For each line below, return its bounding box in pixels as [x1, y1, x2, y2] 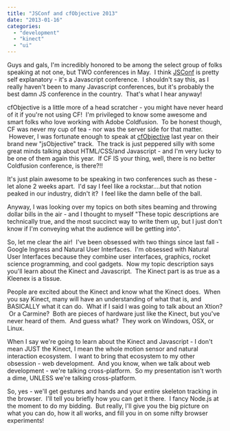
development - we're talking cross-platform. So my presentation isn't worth [7, 366, 222, 375]
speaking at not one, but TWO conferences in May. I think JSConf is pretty [7, 68, 220, 76]
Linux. [7, 324, 25, 332]
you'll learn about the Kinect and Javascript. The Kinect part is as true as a [7, 267, 220, 275]
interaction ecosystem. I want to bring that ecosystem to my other [7, 352, 196, 360]
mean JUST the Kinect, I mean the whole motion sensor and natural [7, 345, 198, 353]
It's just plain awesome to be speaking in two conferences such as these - [7, 175, 218, 183]
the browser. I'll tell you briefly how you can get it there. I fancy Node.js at [7, 395, 219, 402]
